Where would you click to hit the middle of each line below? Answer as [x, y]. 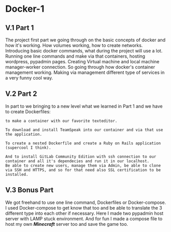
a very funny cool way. [29, 78]
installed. [17, 174]
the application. [24, 134]
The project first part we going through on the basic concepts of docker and [86, 40]
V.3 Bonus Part [29, 190]
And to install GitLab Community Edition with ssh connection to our [81, 157]
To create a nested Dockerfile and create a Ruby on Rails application [83, 143]
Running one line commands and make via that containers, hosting [75, 56]
